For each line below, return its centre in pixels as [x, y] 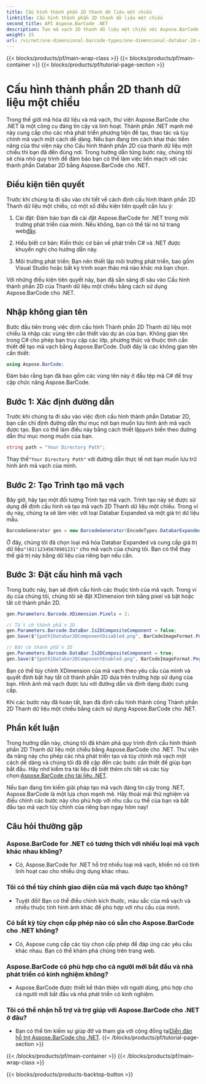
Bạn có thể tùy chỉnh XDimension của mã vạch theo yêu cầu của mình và [98, 670]
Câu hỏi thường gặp [44, 826]
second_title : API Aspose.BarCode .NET [57, 23]
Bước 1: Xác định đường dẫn [60, 402]
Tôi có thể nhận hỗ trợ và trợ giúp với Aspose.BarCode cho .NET [103, 1010]
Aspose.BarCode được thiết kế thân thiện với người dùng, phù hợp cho [104, 988]
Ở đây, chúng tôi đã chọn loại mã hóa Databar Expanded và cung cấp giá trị [102, 542]
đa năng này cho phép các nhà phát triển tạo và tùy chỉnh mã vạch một [96, 756]
